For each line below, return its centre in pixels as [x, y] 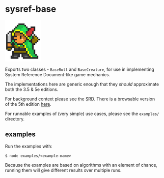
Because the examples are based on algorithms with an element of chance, [81, 165]
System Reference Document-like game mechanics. [58, 74]
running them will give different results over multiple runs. [63, 170]
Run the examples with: [29, 146]
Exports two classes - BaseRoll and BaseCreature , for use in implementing [80, 69]
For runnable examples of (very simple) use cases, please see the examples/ [82, 114]
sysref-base [31, 9]
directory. [15, 119]
